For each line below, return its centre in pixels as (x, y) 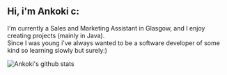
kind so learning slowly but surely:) (57, 50)
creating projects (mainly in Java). (56, 35)
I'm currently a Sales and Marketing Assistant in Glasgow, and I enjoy (106, 28)
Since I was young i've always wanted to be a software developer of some (114, 43)
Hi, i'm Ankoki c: (44, 11)
